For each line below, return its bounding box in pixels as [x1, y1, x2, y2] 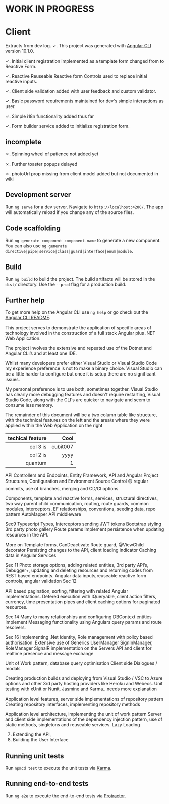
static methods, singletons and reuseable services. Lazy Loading [5, 722, 140, 728]
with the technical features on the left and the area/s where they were [5, 417, 150, 423]
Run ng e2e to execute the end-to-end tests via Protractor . [5, 793, 126, 799]
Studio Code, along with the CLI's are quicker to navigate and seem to [5, 397, 151, 403]
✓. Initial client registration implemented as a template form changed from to [5, 58, 164, 64]
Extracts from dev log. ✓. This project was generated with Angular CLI [5, 43, 151, 49]
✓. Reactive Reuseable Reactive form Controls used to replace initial [5, 73, 147, 79]
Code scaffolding [5, 224, 61, 233]
